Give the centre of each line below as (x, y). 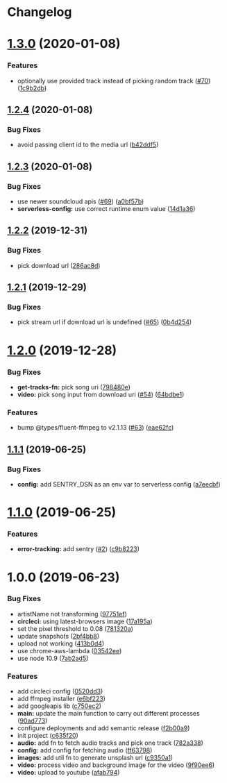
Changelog (40, 12)
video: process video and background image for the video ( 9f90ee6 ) (116, 765)
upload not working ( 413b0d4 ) (61, 643)
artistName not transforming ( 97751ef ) (72, 614)
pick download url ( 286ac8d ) (59, 265)
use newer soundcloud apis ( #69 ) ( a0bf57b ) (81, 201)
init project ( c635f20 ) (48, 736)
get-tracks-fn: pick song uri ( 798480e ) (74, 387)
